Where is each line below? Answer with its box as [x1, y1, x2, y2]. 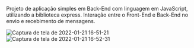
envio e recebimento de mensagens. [6, 18, 96, 24]
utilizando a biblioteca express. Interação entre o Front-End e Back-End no [6, 11, 189, 18]
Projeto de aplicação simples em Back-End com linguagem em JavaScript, [6, 5, 188, 12]
